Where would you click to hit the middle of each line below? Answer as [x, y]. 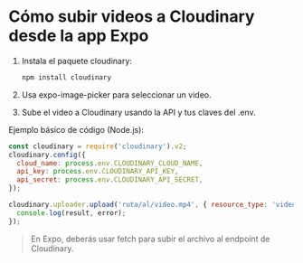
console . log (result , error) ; [71, 213]
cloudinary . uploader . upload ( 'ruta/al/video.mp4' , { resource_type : [138, 205]
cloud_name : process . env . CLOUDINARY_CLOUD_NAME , [110, 163]
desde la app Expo [79, 36]
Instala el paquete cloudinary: [77, 61]
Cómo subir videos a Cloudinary [132, 17]
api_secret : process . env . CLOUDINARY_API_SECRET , [110, 180]
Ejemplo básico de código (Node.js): [76, 129]
